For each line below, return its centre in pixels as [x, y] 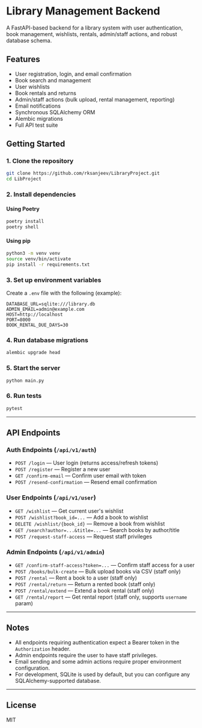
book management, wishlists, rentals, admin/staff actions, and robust [92, 34]
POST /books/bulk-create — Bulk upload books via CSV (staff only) [98, 571]
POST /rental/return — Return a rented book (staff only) [85, 584]
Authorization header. [43, 649]
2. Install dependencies [41, 195]
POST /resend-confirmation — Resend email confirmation [86, 482]
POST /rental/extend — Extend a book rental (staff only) [84, 590]
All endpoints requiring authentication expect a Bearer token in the [97, 642]
